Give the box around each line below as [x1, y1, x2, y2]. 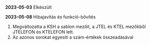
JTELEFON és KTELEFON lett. [12, 29, 74, 34]
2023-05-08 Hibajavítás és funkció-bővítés [5, 14, 96, 19]
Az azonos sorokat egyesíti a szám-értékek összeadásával [12, 34, 133, 40]
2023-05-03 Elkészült [5, 4, 52, 10]
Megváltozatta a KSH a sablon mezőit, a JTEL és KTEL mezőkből [12, 23, 146, 29]
